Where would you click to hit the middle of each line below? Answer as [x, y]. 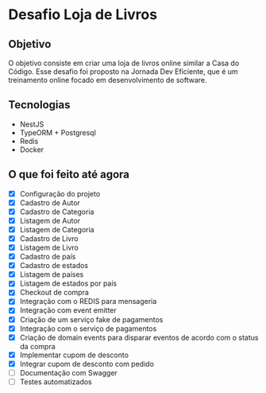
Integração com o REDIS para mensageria [88, 302]
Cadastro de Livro [49, 238]
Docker [32, 150]
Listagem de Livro [49, 247]
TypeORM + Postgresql [58, 132]
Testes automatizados [56, 381]
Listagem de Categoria [57, 229]
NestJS [32, 124]
